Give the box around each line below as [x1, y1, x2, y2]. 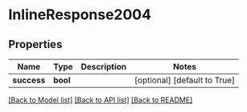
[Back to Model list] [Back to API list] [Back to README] [8, 95, 193, 105]
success [12, 74, 46, 86]
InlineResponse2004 [8, 6, 151, 24]
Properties [8, 38, 63, 51]
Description [80, 62, 127, 72]
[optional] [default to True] [134, 74, 236, 86]
